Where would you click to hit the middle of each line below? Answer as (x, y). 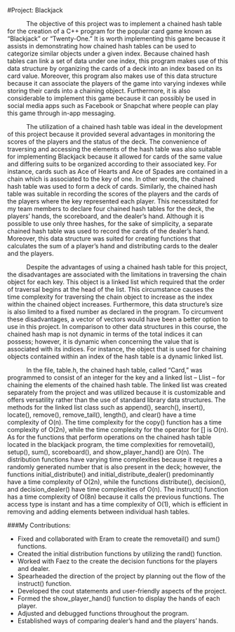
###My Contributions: (39, 525)
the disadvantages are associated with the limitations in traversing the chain (117, 274)
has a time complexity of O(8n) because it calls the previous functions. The (116, 497)
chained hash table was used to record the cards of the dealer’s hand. (108, 231)
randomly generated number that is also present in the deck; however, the (114, 467)
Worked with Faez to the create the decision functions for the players (117, 561)
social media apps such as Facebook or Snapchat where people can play (113, 106)
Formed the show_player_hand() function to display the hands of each (119, 598)
